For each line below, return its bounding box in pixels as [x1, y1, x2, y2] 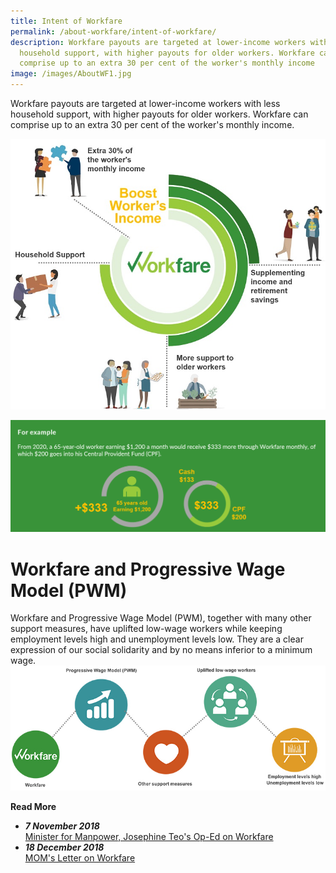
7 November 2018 [24, 820, 100, 832]
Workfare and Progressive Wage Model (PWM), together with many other [10, 612, 312, 624]
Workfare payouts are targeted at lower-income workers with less [10, 98, 281, 109]
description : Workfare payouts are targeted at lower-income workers [10, 37, 307, 47]
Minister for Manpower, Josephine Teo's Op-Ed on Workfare [24, 830, 274, 842]
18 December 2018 [24, 841, 105, 853]
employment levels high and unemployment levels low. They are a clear [10, 633, 304, 645]
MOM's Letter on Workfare [24, 851, 136, 864]
